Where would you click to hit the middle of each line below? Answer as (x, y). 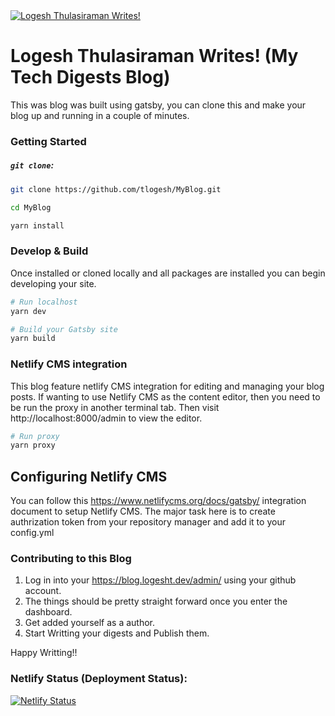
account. (43, 591)
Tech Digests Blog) (90, 77)
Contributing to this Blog (71, 559)
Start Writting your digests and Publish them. (117, 633)
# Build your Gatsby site (64, 329)
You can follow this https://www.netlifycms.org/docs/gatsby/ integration (158, 501)
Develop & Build (49, 251)
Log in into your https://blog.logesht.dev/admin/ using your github (160, 580)
